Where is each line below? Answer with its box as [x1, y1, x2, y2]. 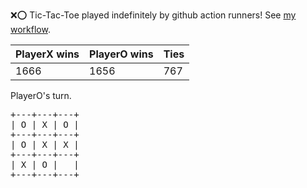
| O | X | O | [10, 119, 80, 130]
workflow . [10, 24, 51, 35]
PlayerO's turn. [10, 90, 72, 101]
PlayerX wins [15, 47, 80, 61]
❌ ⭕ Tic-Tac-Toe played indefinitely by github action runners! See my [10, 9, 297, 21]
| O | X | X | [10, 139, 80, 150]
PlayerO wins [89, 47, 154, 61]
